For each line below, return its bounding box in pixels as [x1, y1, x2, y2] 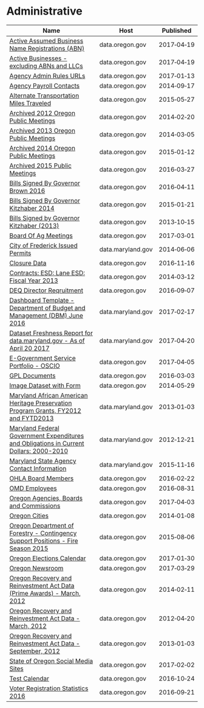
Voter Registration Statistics [9, 684, 89, 692]
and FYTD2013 [9, 414, 54, 422]
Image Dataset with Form [9, 381, 81, 390]
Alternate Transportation [9, 91, 80, 100]
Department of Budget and [9, 303, 86, 312]
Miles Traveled [9, 99, 52, 107]
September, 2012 [9, 647, 61, 655]
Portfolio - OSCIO [9, 361, 60, 370]
